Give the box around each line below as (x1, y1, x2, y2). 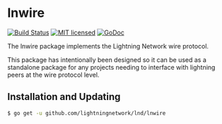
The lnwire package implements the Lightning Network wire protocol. (7, 42, 209, 50)
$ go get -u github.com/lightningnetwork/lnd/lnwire (7, 109, 166, 117)
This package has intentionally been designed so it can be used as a (7, 55, 207, 64)
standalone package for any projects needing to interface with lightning (7, 63, 216, 71)
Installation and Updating (7, 91, 121, 103)
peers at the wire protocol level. (7, 70, 100, 79)
